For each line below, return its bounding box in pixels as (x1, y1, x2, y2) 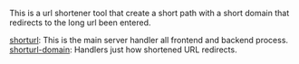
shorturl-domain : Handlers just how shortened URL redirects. (9, 44, 237, 55)
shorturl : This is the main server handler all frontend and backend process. (9, 35, 288, 45)
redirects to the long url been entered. (9, 17, 151, 28)
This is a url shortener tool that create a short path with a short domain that (9, 8, 290, 18)
